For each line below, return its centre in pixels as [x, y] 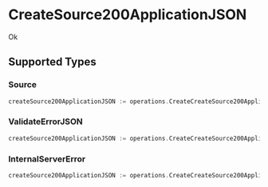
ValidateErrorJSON [46, 121]
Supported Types [53, 62]
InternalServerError [47, 159]
